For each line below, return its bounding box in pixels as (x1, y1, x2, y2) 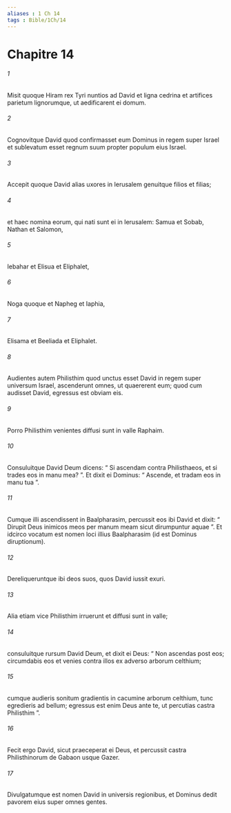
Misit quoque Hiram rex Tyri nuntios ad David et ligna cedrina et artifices (7, 91, 213, 99)
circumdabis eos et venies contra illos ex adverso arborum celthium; (7, 657, 201, 665)
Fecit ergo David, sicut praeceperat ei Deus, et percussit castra (7, 745, 187, 754)
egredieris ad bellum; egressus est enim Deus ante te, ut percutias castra (7, 701, 215, 709)
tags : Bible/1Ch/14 (7, 17, 67, 24)
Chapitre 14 (7, 46, 74, 62)
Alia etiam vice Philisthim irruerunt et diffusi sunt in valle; (7, 612, 168, 620)
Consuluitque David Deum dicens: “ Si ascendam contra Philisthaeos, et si (7, 463, 217, 471)
